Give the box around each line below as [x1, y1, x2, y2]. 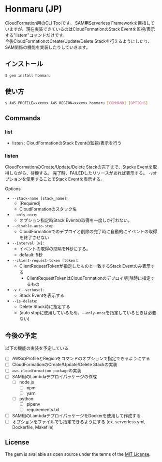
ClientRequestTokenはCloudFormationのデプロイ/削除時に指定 [26, 275, 151, 281]
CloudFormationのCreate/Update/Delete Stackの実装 [12, 362, 118, 367]
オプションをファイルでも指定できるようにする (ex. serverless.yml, [12, 418, 146, 425]
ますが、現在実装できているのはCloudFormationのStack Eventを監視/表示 [9, 26, 156, 32]
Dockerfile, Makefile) [12, 424, 54, 430]
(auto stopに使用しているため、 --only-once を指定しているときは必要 [19, 310, 157, 316]
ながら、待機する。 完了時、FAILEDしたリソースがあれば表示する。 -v [13, 170, 153, 176]
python [19, 396, 34, 401]
